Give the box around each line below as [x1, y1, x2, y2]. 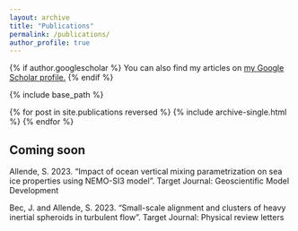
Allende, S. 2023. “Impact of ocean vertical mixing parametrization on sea [9, 167, 283, 177]
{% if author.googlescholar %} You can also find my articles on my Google [9, 63, 285, 73]
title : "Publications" [9, 21, 94, 30]
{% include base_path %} [9, 90, 104, 100]
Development [9, 185, 59, 196]
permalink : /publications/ [9, 30, 110, 38]
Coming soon [9, 142, 86, 158]
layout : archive [9, 13, 70, 22]
